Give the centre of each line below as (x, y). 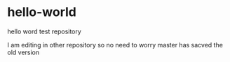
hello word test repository (45, 31)
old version (23, 52)
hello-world (42, 12)
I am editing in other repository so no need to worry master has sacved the (115, 45)
